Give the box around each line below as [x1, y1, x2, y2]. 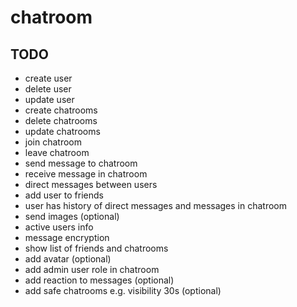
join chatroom [24, 136, 82, 148]
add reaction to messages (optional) [24, 274, 175, 286]
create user [24, 72, 73, 84]
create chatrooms [24, 104, 98, 116]
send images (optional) [24, 211, 120, 222]
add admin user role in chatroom [24, 264, 160, 275]
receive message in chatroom [24, 168, 148, 180]
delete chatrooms [24, 115, 98, 126]
